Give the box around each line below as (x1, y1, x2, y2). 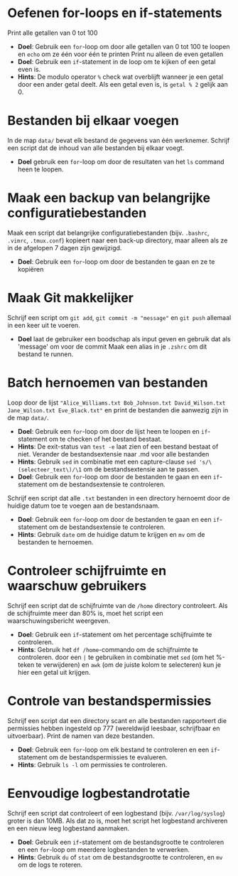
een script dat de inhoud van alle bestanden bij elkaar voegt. (7, 144, 185, 152)
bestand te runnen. (17, 350, 74, 358)
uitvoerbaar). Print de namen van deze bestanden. (7, 731, 155, 740)
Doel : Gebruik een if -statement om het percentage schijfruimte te (17, 630, 212, 639)
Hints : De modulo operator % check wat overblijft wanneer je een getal (17, 73, 224, 81)
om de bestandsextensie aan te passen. (82, 464, 200, 474)
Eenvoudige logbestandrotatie (7, 785, 190, 801)
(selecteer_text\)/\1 (17, 466, 82, 474)
